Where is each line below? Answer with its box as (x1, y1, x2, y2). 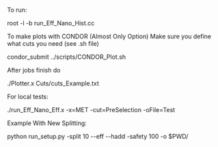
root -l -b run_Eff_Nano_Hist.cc (7, 19, 95, 27)
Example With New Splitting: (7, 119, 87, 127)
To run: (7, 6, 27, 14)
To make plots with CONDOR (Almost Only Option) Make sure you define (7, 32, 212, 40)
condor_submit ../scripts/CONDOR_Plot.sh (7, 53, 126, 61)
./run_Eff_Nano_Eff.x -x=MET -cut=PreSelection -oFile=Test (7, 106, 176, 113)
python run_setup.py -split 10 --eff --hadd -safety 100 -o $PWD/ (7, 133, 189, 140)
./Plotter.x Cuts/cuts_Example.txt (7, 79, 99, 88)
